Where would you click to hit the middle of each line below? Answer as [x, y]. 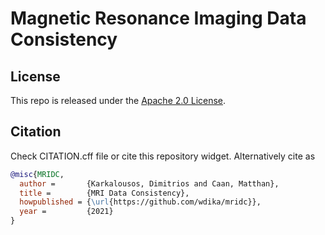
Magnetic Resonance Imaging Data [158, 18]
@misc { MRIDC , [37, 174]
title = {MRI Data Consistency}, [104, 193]
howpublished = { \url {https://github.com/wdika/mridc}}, [140, 202]
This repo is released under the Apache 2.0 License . [118, 100]
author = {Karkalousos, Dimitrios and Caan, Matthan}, [149, 183]
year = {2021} [66, 212]
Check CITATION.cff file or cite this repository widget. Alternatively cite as [163, 156]
